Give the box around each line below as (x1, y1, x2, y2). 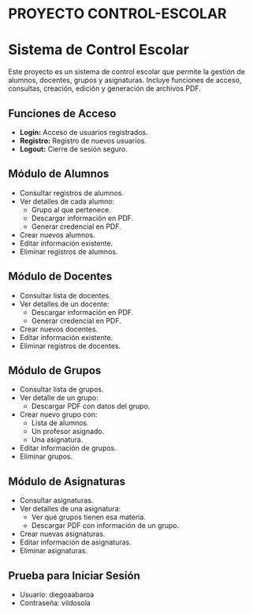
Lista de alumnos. (31, 418, 89, 428)
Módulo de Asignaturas (8, 474, 126, 488)
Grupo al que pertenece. (31, 204, 112, 214)
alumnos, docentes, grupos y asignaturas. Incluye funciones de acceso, (8, 76, 242, 85)
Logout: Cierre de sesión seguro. (19, 144, 128, 154)
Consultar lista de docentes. (19, 290, 112, 300)
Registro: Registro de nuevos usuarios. (19, 136, 147, 145)
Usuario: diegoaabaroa (19, 590, 95, 599)
